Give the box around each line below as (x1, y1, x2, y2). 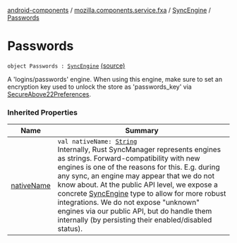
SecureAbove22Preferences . (7, 89, 92, 98)
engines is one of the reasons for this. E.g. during (57, 162, 220, 172)
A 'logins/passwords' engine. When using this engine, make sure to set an (7, 75, 223, 83)
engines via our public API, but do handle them (57, 206, 212, 216)
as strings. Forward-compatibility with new (57, 154, 200, 163)
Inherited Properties (7, 107, 78, 117)
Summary (125, 126, 159, 136)
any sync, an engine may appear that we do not (57, 171, 215, 181)
